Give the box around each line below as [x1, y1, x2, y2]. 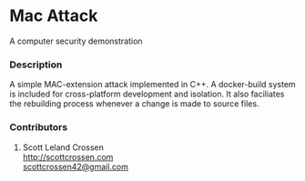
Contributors [9, 121, 68, 134]
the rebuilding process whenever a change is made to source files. [9, 98, 259, 109]
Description [9, 58, 63, 71]
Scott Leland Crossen [22, 142, 105, 153]
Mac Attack [9, 5, 98, 26]
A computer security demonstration [9, 35, 143, 46]
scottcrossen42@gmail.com [22, 161, 129, 172]
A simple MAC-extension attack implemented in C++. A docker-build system [9, 79, 296, 90]
